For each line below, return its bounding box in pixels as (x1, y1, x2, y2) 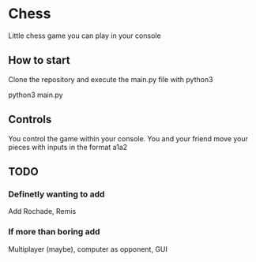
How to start (8, 54, 70, 67)
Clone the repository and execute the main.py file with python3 (8, 74, 213, 84)
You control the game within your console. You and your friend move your (8, 133, 249, 143)
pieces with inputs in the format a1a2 (8, 142, 128, 152)
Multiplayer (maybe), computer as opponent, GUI (8, 244, 168, 253)
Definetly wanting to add (8, 189, 105, 200)
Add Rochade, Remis (8, 207, 77, 216)
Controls (8, 113, 52, 126)
